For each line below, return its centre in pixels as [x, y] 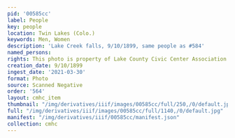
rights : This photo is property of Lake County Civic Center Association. [119, 59]
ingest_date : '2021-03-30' [47, 72]
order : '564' [26, 91]
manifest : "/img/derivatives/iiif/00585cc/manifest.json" [93, 117]
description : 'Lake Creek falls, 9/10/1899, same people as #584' [106, 46]
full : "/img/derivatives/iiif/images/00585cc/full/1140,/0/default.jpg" [115, 111]
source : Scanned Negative [45, 85]
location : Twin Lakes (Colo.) [51, 33]
